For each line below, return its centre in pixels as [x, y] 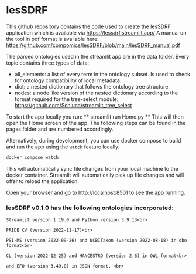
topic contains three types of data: [48, 63]
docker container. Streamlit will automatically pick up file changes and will [95, 175]
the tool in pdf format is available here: [53, 39]
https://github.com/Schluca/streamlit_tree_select [73, 105]
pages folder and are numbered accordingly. [60, 129]
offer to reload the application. [42, 181]
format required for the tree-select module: [66, 99]
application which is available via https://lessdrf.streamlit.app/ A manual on [96, 32]
